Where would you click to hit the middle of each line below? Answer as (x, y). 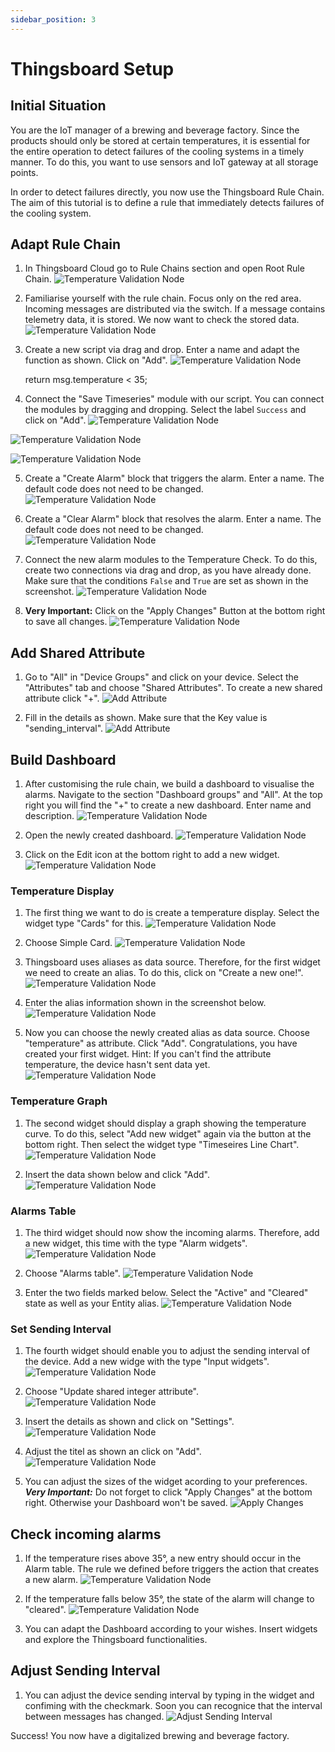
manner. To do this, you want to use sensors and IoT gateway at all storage (164, 162)
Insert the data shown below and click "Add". (117, 1174)
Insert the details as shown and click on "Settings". (129, 1422)
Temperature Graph (59, 1101)
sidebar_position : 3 (53, 19)
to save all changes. (66, 622)
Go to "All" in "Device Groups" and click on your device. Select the (161, 677)
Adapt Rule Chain (66, 244)
